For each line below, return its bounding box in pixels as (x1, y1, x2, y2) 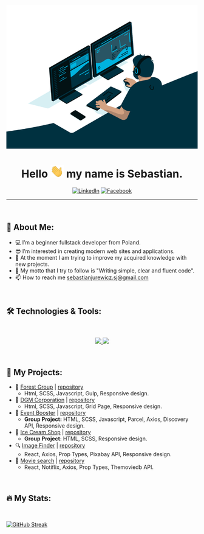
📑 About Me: (6, 222, 55, 232)
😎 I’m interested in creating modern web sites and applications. (15, 248, 175, 255)
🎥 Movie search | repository (15, 457, 85, 465)
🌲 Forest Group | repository (15, 383, 84, 390)
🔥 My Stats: (6, 493, 52, 503)
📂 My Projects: (6, 367, 63, 378)
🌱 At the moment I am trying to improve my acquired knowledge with (15, 254, 187, 261)
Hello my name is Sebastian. (21, 167, 183, 181)
